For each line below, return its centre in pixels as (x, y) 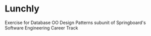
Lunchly (22, 9)
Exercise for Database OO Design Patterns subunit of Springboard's (75, 22)
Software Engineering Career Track (41, 27)
